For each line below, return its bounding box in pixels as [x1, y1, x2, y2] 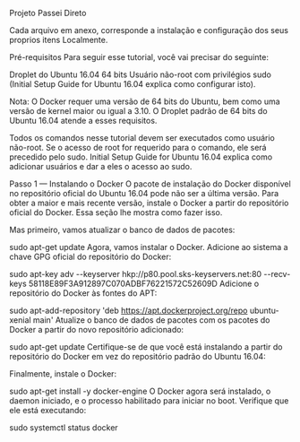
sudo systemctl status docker [9, 422, 118, 433]
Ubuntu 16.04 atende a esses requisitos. [9, 116, 158, 126]
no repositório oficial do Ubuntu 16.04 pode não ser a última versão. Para [9, 188, 279, 198]
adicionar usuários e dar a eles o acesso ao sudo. [9, 161, 193, 171]
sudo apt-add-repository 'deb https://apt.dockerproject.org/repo [9, 305, 248, 316]
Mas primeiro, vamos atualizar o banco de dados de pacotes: [9, 224, 236, 235]
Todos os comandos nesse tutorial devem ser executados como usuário [9, 133, 276, 143]
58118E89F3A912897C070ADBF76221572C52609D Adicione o [28, 278, 260, 289]
